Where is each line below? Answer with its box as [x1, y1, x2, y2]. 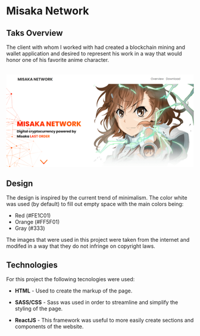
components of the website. [14, 323, 84, 330]
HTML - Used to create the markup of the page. [14, 287, 133, 294]
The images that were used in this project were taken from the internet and [6, 237, 190, 244]
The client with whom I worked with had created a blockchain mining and [6, 43, 186, 51]
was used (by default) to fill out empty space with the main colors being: [6, 201, 184, 208]
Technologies [6, 260, 58, 270]
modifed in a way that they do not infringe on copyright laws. [6, 242, 156, 250]
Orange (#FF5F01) [14, 219, 60, 226]
